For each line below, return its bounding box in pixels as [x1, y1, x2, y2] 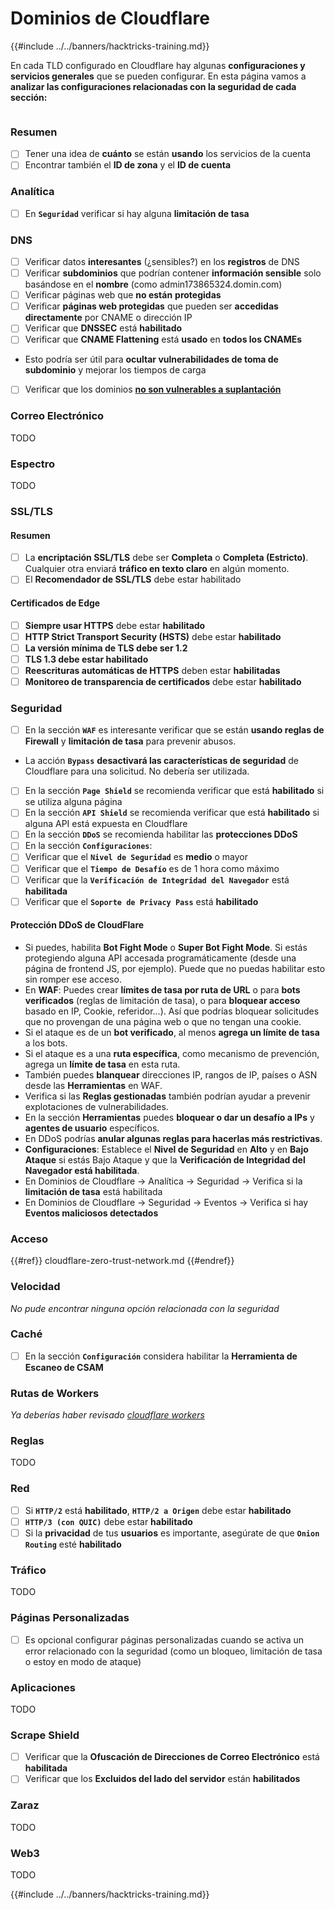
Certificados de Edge [10, 597, 101, 609]
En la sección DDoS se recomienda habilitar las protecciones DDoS [24, 828, 298, 841]
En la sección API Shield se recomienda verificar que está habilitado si [24, 807, 320, 819]
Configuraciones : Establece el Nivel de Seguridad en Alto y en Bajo [24, 1143, 309, 1155]
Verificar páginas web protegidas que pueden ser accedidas [24, 300, 279, 312]
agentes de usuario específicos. [24, 1122, 160, 1134]
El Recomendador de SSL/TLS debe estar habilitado [24, 573, 242, 586]
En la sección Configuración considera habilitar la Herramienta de [24, 1350, 298, 1362]
